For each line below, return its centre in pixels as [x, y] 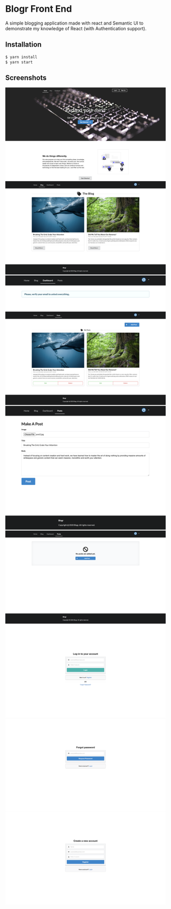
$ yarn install [21, 57]
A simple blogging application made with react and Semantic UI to [74, 23]
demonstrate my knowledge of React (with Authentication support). [76, 28]
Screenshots [26, 78]
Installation [23, 45]
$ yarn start [19, 62]
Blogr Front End [39, 9]
